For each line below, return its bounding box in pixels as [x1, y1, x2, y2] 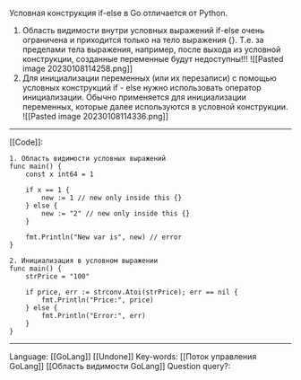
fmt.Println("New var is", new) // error [25, 233, 182, 242]
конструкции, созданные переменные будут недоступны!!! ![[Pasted [21, 54, 284, 64]
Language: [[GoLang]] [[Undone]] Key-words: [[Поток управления [9, 351, 257, 362]
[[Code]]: [9, 137, 43, 147]
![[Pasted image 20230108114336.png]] [21, 111, 168, 121]
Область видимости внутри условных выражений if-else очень [21, 25, 264, 35]
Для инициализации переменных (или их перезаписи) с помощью [21, 73, 278, 84]
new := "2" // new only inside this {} [41, 209, 191, 218]
